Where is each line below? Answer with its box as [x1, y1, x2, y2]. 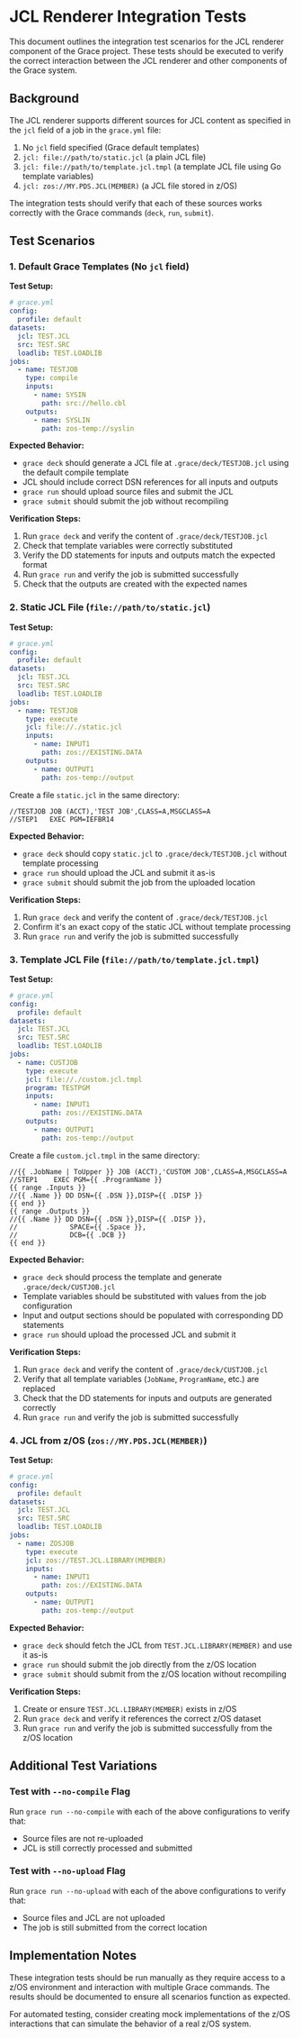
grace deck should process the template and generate [22, 1271, 223, 1282]
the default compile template [22, 467, 129, 478]
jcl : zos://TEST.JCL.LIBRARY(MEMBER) [25, 1556, 167, 1565]
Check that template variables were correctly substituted [22, 541, 234, 551]
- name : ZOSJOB [17, 1539, 75, 1548]
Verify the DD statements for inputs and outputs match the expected [22, 550, 276, 560]
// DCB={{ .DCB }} [9, 1230, 127, 1240]
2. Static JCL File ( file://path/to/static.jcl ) [9, 601, 211, 614]
